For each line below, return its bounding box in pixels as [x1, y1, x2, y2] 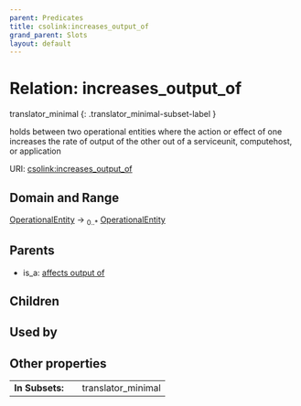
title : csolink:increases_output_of [9, 22, 149, 31]
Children [9, 294, 59, 309]
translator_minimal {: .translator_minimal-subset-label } [9, 109, 217, 120]
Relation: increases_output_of [9, 79, 242, 99]
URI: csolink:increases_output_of [9, 164, 133, 175]
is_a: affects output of [22, 267, 105, 278]
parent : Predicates [9, 13, 84, 23]
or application [9, 145, 62, 156]
